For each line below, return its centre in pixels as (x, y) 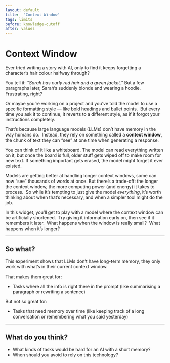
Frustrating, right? (24, 94)
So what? (20, 249)
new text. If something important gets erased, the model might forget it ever (84, 161)
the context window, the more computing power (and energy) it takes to (80, 187)
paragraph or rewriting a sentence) (49, 292)
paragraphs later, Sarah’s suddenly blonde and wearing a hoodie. (73, 88)
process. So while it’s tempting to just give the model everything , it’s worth (83, 192)
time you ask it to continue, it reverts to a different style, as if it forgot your (82, 114)
